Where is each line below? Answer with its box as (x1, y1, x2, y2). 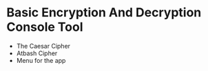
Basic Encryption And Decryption (6, 5, 202, 20)
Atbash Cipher (16, 49, 58, 57)
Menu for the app (16, 56, 66, 64)
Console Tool (6, 19, 83, 35)
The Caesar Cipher (16, 42, 70, 50)
